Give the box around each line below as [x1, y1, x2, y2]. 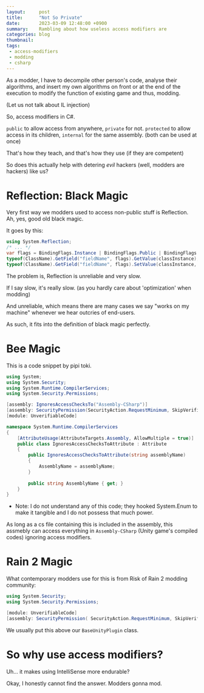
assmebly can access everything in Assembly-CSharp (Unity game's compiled [6, 527, 198, 534]
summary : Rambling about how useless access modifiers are [6, 26, 167, 32]
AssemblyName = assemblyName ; [38, 463, 115, 469]
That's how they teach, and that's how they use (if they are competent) [6, 149, 184, 157]
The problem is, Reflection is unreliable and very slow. [6, 272, 141, 279]
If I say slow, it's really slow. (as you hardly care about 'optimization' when [6, 284, 191, 292]
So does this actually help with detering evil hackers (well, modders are [6, 161, 185, 168]
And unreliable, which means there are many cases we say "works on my [6, 302, 189, 310]
